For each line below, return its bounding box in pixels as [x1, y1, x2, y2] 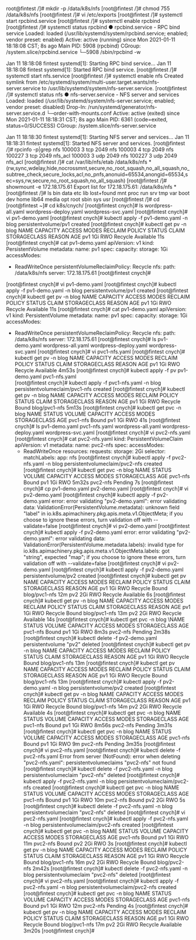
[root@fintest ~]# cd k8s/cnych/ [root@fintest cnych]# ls [6, 202, 143, 209]
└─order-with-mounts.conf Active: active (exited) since [46, 110, 180, 117]
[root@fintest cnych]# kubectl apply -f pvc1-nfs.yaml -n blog [14, 379, 161, 386]
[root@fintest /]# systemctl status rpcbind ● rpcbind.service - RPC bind [6, 23, 180, 30]
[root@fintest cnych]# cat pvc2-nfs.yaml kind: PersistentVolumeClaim [14, 435, 183, 442]
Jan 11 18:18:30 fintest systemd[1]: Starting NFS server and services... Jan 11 [6, 134, 190, 140]
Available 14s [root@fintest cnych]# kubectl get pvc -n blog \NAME [23, 616, 185, 623]
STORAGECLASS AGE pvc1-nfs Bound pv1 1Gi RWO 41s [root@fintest [14, 417, 181, 424]
